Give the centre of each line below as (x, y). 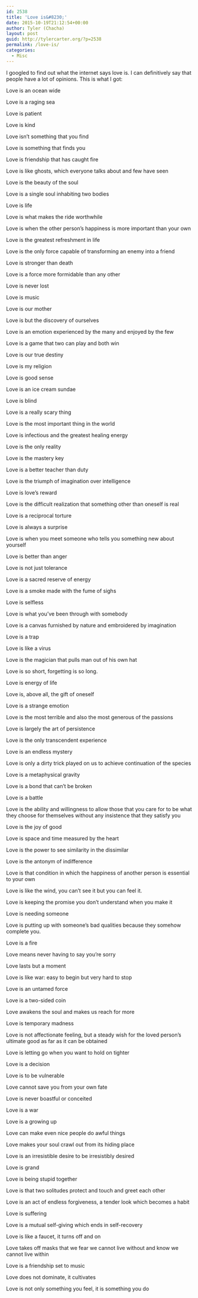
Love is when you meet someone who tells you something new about (90, 538)
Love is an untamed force (37, 988)
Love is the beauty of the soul (42, 182)
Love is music (23, 297)
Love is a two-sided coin (36, 1000)
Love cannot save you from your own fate (57, 1087)
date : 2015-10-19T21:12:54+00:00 (47, 23)
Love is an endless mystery (39, 751)
